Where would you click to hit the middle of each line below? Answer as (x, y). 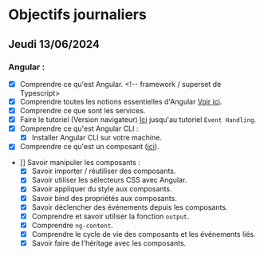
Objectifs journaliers (78, 15)
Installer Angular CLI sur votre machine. (97, 138)
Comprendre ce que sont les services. (83, 110)
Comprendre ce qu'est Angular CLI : (79, 128)
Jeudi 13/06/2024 (54, 44)
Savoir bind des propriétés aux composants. (104, 198)
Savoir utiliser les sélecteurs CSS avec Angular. (109, 180)
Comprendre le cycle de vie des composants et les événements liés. (144, 234)
